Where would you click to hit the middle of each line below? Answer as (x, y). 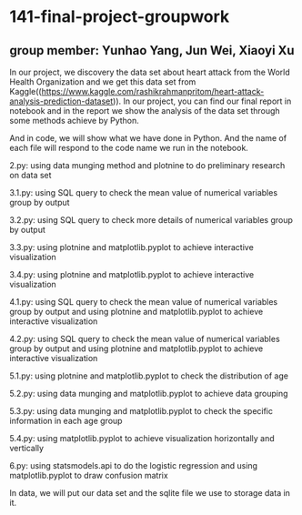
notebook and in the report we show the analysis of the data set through (145, 111)
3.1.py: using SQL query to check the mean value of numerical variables (144, 192)
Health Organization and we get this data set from (103, 82)
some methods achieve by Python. (74, 121)
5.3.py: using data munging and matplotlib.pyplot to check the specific (141, 411)
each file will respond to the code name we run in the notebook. (129, 148)
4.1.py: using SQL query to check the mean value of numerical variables (144, 302)
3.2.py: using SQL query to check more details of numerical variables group (151, 220)
